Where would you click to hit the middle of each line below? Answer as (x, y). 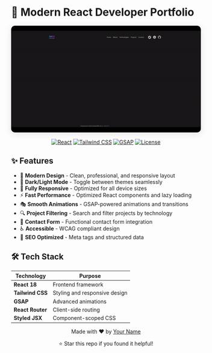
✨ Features (32, 161)
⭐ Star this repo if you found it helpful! (106, 343)
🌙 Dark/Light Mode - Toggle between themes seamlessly (91, 182)
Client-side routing (76, 310)
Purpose (90, 275)
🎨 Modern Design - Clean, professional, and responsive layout (97, 175)
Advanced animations (80, 301)
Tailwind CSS (31, 293)
